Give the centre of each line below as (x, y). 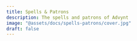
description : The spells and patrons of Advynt (68, 17)
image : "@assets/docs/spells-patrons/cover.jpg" (69, 23)
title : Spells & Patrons (38, 12)
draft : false (23, 29)
